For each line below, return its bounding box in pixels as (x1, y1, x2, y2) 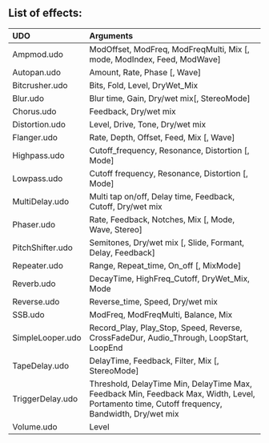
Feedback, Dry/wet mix (89, 106, 176, 117)
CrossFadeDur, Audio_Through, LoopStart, (89, 332, 249, 343)
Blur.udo (12, 92, 44, 103)
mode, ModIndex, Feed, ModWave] (89, 54, 222, 65)
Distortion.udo (12, 119, 66, 130)
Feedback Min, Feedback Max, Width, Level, (89, 388, 255, 399)
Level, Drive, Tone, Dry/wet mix (89, 119, 207, 130)
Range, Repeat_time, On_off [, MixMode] (89, 260, 242, 271)
